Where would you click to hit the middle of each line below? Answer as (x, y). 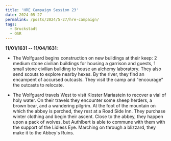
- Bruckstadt (24, 29)
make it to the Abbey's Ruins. (43, 133)
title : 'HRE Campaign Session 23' (42, 10)
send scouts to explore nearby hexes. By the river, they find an (78, 74)
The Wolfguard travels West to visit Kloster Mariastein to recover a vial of (89, 95)
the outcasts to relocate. (38, 85)
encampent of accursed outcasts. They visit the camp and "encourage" (88, 80)
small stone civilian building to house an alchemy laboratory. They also (87, 69)
